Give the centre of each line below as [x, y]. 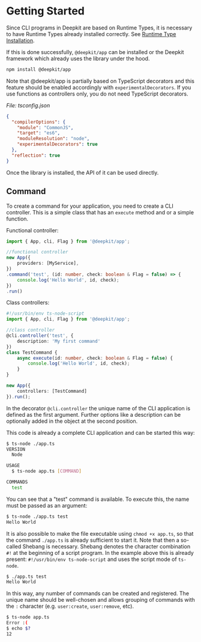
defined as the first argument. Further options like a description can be [94, 414]
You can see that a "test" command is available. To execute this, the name [98, 499]
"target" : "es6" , [39, 133]
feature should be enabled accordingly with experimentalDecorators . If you [99, 87]
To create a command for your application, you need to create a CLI [90, 206]
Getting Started [46, 11]
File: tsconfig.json [28, 105]
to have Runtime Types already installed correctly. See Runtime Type [91, 34]
